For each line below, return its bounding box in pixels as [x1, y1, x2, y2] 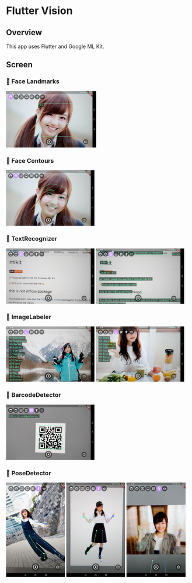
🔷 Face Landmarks [6, 77, 60, 85]
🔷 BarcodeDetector [6, 391, 61, 399]
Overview [6, 28, 43, 37]
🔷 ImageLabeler [6, 313, 51, 321]
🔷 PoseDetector [6, 469, 51, 477]
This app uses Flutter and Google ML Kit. [6, 43, 104, 50]
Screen [6, 60, 33, 70]
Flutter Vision [6, 4, 73, 18]
